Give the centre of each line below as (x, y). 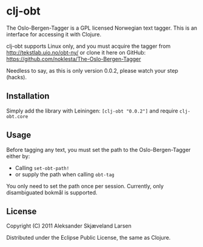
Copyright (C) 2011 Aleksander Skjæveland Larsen (69, 226)
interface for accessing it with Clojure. (54, 34)
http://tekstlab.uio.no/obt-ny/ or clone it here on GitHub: (76, 52)
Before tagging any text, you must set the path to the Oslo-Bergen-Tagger (98, 150)
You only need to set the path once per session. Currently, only (85, 186)
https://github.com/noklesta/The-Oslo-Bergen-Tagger (74, 59)
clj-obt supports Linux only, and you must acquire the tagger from (88, 46)
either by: (18, 156)
